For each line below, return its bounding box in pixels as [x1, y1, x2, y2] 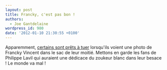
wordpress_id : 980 [5, 26, 44, 31]
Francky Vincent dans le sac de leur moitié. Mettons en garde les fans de [5, 49, 156, 55]
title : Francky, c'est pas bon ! [5, 12, 75, 17]
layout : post [5, 7, 33, 12]
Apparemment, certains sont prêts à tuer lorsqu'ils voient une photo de [5, 44, 152, 50]
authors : [5, 16, 24, 21]
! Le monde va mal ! [5, 60, 46, 66]
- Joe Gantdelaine [10, 21, 49, 26]
